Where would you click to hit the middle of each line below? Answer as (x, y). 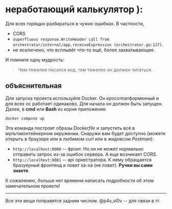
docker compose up (25, 118)
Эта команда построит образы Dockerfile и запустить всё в (70, 128)
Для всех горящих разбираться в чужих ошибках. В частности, (75, 24)
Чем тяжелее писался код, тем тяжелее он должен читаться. (85, 70)
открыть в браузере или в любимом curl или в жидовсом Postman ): (80, 139)
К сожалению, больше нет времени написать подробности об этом (80, 180)
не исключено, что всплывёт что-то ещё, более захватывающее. (84, 50)
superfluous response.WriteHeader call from (61, 39)
